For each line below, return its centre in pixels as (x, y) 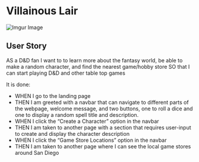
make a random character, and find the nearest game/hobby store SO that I (98, 66)
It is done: (18, 84)
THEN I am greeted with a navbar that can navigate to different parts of (102, 102)
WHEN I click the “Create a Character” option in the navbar (87, 121)
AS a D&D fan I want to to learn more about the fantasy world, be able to (94, 60)
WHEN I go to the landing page (53, 96)
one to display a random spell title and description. (77, 115)
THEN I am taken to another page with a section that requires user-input (103, 127)
